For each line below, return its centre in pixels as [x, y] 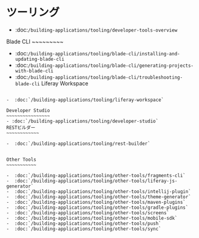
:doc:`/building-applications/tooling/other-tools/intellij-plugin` [103, 191]
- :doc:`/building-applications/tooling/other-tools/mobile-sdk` [92, 218]
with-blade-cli [34, 71]
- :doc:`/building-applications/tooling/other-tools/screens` [88, 213]
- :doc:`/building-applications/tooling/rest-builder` [78, 144]
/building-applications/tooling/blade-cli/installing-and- [104, 54]
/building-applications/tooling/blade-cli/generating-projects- [111, 65]
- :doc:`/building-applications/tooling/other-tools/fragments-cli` [96, 175]
